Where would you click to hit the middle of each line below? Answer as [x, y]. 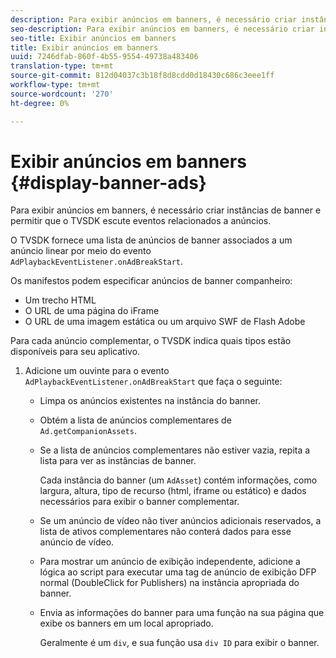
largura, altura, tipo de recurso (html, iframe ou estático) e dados [173, 491]
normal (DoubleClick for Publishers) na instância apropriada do [169, 583]
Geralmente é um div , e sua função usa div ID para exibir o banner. [179, 643]
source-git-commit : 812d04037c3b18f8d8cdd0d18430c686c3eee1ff [142, 76]
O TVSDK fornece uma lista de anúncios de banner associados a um [151, 240]
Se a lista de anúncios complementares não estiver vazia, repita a [175, 450]
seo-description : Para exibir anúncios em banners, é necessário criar [162, 29]
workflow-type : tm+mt [55, 85]
